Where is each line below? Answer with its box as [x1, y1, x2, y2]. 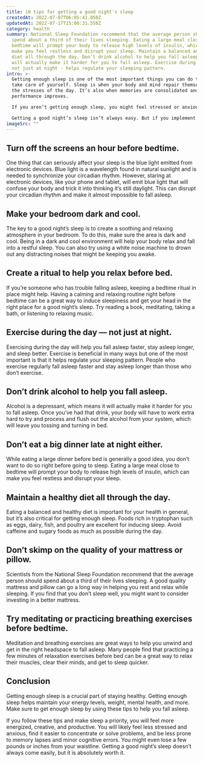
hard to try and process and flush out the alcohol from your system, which [6, 415, 191, 423]
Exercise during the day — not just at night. [6, 327, 172, 337]
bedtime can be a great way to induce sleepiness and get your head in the [6, 297, 192, 304]
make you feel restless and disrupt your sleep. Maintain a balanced [11, 48, 190, 54]
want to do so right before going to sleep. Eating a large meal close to [6, 462, 179, 469]
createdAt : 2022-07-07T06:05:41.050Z [6, 15, 101, 21]
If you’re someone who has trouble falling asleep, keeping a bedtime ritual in [6, 284, 196, 291]
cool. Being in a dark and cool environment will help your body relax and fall [6, 238, 195, 245]
